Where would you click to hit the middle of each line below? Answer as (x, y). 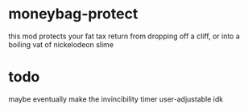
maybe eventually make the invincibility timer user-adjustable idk (116, 99)
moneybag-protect (73, 14)
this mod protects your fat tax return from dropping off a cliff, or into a (124, 36)
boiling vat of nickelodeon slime (61, 44)
